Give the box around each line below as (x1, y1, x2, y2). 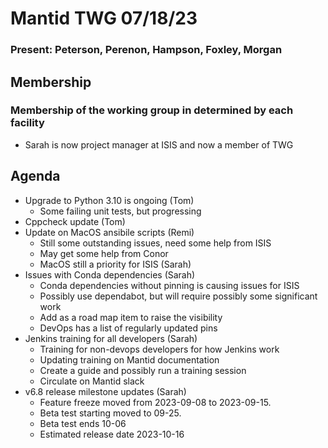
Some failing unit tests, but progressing (39, 205, 202, 217)
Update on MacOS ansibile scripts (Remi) (24, 226, 195, 238)
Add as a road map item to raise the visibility (39, 311, 223, 323)
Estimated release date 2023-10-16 (39, 428, 185, 440)
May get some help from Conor (39, 247, 169, 259)
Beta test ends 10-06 (39, 417, 127, 429)
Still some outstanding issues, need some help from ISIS (39, 237, 272, 249)
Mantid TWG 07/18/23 (10, 7, 198, 30)
